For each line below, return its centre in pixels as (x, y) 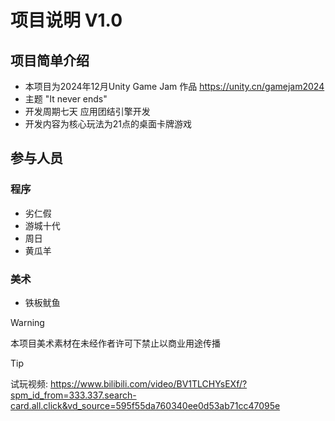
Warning (27, 322)
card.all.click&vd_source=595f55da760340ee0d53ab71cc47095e (145, 405)
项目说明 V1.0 (66, 20)
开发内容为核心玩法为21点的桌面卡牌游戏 (108, 124)
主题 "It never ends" (66, 99)
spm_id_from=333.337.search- (73, 395)
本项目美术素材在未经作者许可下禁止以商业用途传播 (115, 343)
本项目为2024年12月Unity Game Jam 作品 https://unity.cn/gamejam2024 (174, 86)
